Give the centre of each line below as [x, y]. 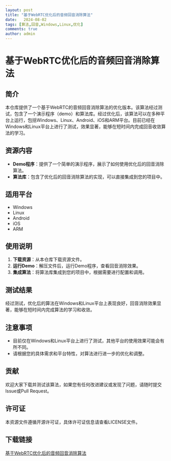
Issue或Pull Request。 [29, 391]
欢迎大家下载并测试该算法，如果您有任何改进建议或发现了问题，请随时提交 [83, 384]
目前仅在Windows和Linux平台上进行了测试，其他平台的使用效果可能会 [86, 341]
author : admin [20, 34]
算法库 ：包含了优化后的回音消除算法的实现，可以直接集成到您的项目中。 [89, 177]
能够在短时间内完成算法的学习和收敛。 [54, 310]
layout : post [19, 10]
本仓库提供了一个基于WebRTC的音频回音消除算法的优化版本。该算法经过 [82, 107]
